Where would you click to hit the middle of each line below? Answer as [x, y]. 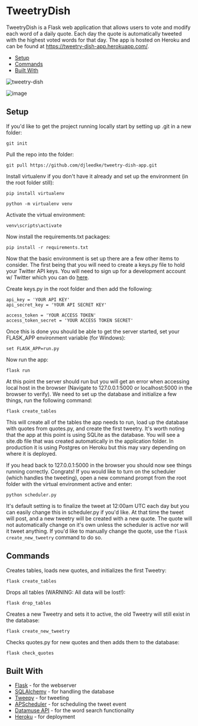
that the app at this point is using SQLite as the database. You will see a [93, 434]
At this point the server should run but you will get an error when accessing [98, 381]
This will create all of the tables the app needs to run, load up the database [97, 422]
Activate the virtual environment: [46, 215]
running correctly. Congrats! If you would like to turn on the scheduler [91, 471]
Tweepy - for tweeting [42, 698]
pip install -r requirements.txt [47, 247]
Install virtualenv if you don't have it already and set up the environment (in [97, 176]
